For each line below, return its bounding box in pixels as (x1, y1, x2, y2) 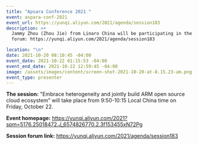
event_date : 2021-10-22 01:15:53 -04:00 (6, 57, 108, 64)
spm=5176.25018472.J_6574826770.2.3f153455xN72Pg (6, 121, 143, 128)
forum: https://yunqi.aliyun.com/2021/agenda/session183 (11, 36, 155, 42)
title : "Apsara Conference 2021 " (6, 8, 92, 15)
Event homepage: (6, 115, 51, 122)
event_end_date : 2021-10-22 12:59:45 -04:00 (6, 63, 118, 69)
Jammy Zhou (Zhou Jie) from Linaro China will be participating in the (11, 31, 193, 37)
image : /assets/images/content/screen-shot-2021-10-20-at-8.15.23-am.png (6, 69, 193, 75)
